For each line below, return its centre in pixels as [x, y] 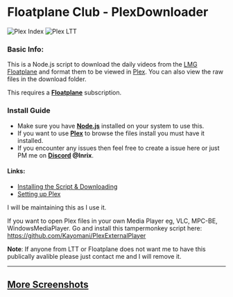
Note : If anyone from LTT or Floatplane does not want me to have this [106, 249]
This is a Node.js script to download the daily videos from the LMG [102, 65]
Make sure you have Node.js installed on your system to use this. [111, 126]
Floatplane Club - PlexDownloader [108, 12]
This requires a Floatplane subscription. [64, 93]
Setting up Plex [39, 194]
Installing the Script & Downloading [67, 186]
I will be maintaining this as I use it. [57, 207]
